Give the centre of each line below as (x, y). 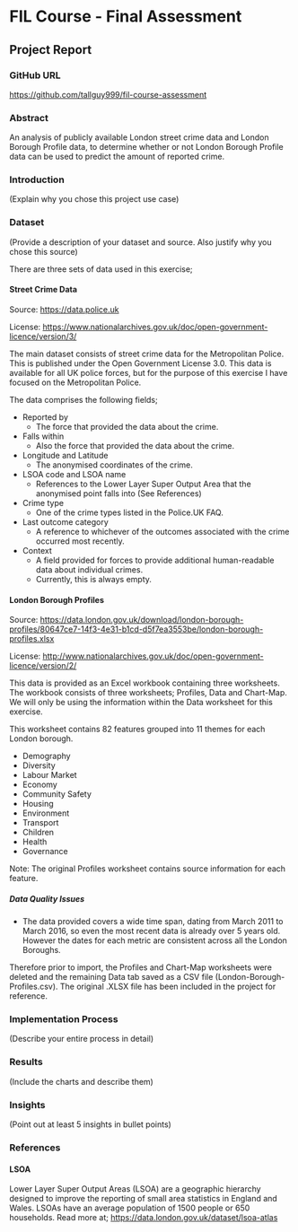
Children (38, 833)
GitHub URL (35, 75)
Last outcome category (66, 521)
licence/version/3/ (43, 336)
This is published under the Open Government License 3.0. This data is (140, 363)
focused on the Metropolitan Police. (75, 382)
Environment (46, 813)
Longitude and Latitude (65, 455)
